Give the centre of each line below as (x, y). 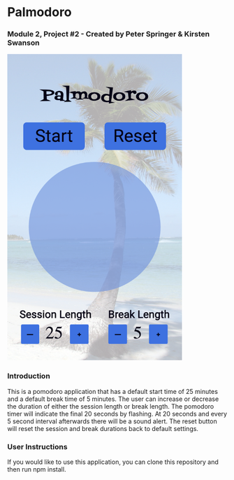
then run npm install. (37, 470)
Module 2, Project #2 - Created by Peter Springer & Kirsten (109, 34)
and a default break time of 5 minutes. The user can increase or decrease (113, 399)
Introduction (29, 376)
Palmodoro (39, 12)
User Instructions (37, 446)
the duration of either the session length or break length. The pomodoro (111, 406)
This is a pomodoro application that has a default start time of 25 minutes (113, 391)
